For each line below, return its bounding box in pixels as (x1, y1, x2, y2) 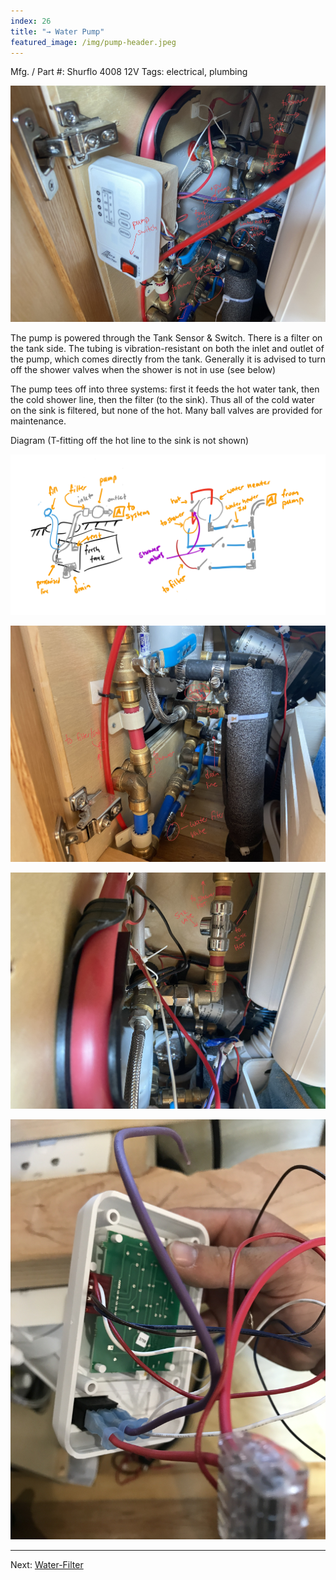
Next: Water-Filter (10, 1558, 84, 1570)
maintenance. (10, 415, 67, 427)
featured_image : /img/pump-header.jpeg (10, 37, 177, 47)
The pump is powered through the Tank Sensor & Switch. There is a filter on (10, 332, 323, 344)
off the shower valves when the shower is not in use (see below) (10, 364, 276, 376)
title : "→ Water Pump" (10, 26, 105, 37)
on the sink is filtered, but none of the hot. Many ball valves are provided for (10, 405, 323, 417)
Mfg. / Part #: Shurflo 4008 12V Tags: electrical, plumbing (10, 66, 248, 78)
